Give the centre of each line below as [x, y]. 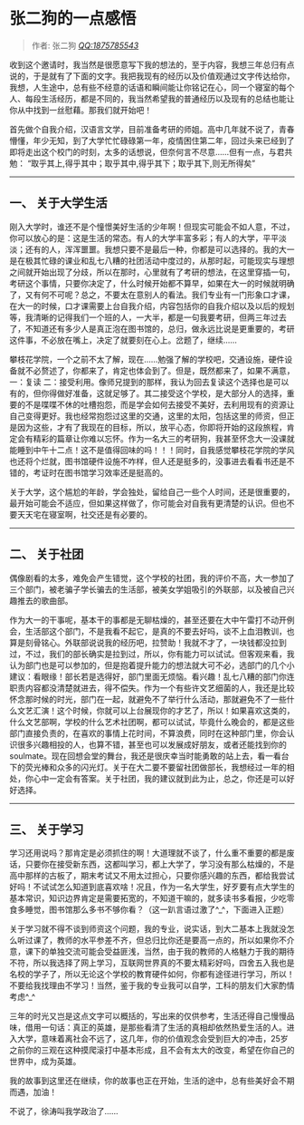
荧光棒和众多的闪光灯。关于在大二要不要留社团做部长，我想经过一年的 [156, 767]
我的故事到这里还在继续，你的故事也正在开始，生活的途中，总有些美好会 [144, 1081]
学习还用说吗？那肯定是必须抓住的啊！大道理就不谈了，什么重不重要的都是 [148, 853]
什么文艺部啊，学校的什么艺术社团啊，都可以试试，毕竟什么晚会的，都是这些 [152, 722]
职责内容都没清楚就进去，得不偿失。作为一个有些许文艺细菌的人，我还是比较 [152, 688]
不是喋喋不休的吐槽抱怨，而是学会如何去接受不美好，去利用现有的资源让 [160, 404]
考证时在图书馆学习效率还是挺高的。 [100, 472]
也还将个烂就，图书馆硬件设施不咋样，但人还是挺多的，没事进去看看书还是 [148, 461]
